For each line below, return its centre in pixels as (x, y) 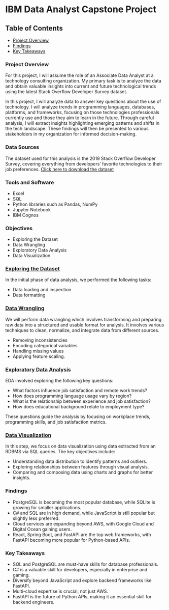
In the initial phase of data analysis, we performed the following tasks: (78, 280)
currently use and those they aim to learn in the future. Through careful (80, 118)
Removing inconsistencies (40, 340)
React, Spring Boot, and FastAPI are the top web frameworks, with (82, 534)
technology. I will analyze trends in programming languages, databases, (80, 107)
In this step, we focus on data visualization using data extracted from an (80, 446)
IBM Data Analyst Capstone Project (81, 9)
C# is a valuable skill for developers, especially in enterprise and (80, 569)
